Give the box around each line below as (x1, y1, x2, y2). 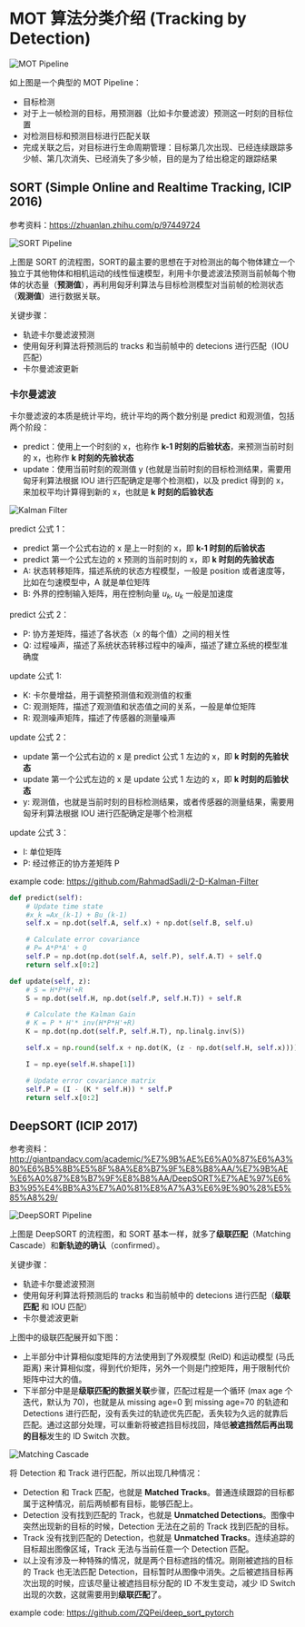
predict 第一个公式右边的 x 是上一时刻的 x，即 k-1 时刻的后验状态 (22, 542, 266, 554)
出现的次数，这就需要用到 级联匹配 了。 (22, 1589, 166, 1600)
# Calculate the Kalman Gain (25, 1010, 136, 1019)
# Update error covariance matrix (25, 1076, 156, 1086)
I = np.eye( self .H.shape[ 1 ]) (25, 1059, 136, 1068)
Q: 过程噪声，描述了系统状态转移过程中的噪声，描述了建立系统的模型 (22, 640, 280, 650)
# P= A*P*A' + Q (25, 944, 88, 953)
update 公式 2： (9, 731, 70, 742)
